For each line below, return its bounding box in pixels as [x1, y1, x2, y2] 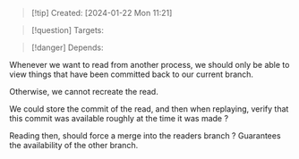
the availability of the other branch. [9, 140, 139, 150]
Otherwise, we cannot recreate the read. [9, 87, 158, 96]
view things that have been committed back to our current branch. [9, 69, 253, 79]
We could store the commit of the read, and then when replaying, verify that [9, 104, 289, 114]
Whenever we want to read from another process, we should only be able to [9, 60, 290, 70]
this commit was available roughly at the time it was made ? [9, 113, 229, 123]
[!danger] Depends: [30, 42, 104, 53]
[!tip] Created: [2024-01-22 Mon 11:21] [30, 8, 173, 18]
